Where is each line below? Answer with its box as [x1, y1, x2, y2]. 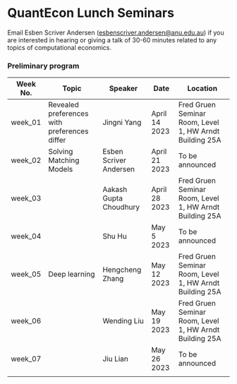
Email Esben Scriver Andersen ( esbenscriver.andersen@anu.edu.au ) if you [7, 28, 224, 37]
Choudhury [102, 203, 140, 212]
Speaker [109, 83, 138, 93]
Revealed [48, 100, 79, 110]
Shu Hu [102, 232, 127, 241]
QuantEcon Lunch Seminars [7, 5, 175, 21]
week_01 [11, 118, 42, 128]
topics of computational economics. [7, 43, 111, 52]
